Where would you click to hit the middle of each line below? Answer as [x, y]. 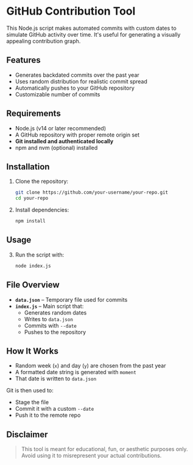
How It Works [33, 351]
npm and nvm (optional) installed [56, 147]
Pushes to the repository [55, 332]
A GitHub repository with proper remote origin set [77, 135]
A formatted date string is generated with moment [76, 372]
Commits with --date [51, 325]
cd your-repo [32, 198]
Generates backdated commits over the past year [77, 75]
